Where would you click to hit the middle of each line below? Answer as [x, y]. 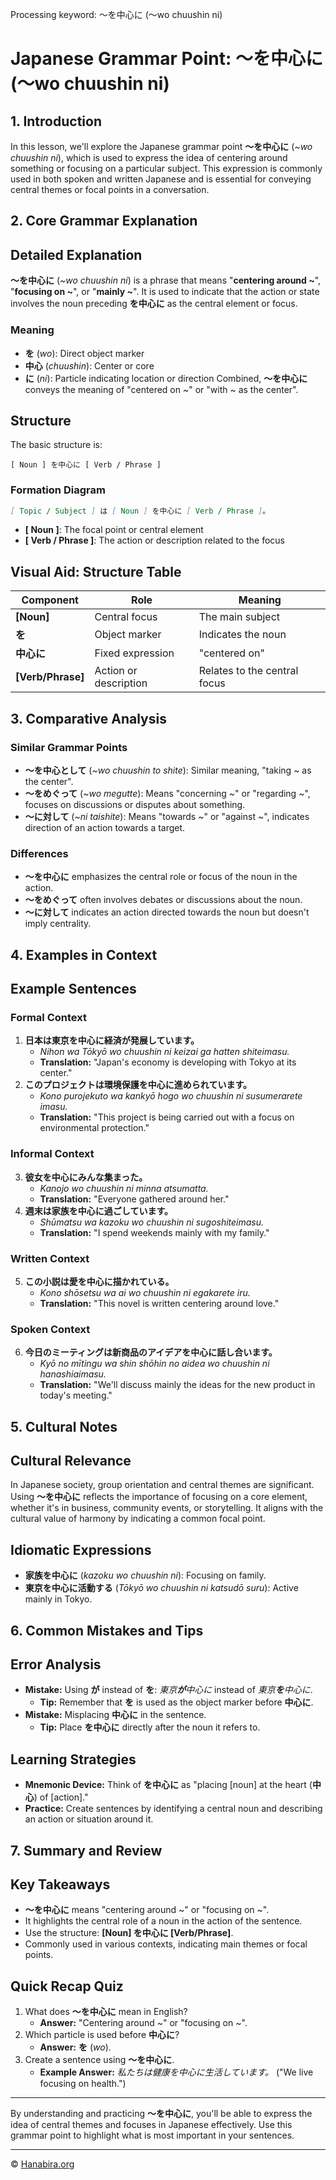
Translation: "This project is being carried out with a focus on [167, 1117]
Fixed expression [134, 653]
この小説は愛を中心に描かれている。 [99, 1281]
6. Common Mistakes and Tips [107, 1630]
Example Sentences [73, 989]
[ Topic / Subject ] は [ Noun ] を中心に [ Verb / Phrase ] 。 [140, 511]
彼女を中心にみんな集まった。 [86, 1177]
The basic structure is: [56, 445]
